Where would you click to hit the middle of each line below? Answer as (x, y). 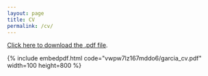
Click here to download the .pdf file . (57, 45)
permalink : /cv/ (30, 26)
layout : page (26, 13)
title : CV (21, 20)
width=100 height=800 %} (44, 66)
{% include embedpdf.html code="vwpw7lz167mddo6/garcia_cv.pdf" (104, 58)
